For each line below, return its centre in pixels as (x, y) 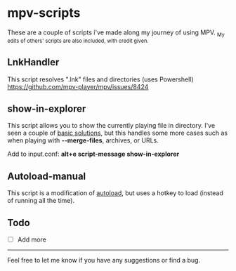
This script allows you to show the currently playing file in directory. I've (111, 126)
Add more (32, 239)
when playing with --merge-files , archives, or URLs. (83, 140)
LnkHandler (33, 62)
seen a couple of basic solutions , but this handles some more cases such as (118, 133)
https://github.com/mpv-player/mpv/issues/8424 (78, 86)
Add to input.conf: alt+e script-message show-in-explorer (93, 154)
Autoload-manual (47, 176)
